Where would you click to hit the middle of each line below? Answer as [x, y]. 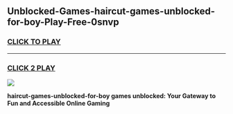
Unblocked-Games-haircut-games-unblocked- [111, 11]
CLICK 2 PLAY [31, 68]
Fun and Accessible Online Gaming [59, 103]
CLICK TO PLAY [34, 42]
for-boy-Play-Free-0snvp [63, 22]
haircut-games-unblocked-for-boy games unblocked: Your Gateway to [112, 95]
